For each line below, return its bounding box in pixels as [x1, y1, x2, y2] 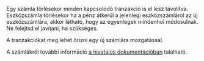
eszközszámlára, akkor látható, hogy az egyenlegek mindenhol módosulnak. [6, 18, 199, 25]
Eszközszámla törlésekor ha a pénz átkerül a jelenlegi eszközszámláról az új [6, 12, 198, 19]
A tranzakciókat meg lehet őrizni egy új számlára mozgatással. [6, 37, 164, 43]
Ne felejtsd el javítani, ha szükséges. [6, 24, 98, 32]
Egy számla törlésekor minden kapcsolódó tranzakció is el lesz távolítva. [6, 5, 189, 12]
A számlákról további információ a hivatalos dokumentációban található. [6, 48, 188, 56]
